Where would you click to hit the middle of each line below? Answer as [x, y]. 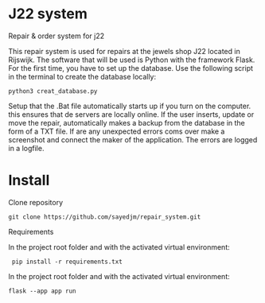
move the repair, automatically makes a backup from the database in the [127, 122]
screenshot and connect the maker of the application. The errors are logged [133, 139]
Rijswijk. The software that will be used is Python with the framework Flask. [132, 60]
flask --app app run [43, 291]
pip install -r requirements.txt [67, 262]
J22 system [48, 14]
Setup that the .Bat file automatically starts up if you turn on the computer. [130, 106]
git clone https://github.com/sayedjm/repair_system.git [105, 217]
